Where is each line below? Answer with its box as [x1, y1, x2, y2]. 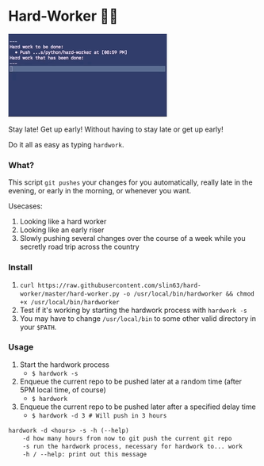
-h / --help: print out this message [22, 450, 147, 458]
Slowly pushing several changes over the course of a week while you [19, 234, 246, 243]
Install [8, 262, 33, 273]
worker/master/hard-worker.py [19, 289, 121, 298]
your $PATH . [19, 322, 57, 331]
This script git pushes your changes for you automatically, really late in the [8, 178, 253, 187]
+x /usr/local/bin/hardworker [19, 298, 121, 306]
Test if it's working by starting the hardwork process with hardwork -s [19, 305, 247, 315]
